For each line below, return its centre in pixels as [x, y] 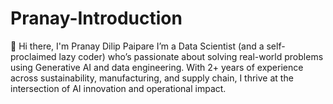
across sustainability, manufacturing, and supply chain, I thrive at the [152, 78]
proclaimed [33, 56]
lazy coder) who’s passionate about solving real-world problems [191, 56]
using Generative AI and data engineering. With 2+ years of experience [157, 67]
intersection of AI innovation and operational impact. [118, 88]
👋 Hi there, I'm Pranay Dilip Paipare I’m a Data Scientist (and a [137, 46]
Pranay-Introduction [96, 18]
